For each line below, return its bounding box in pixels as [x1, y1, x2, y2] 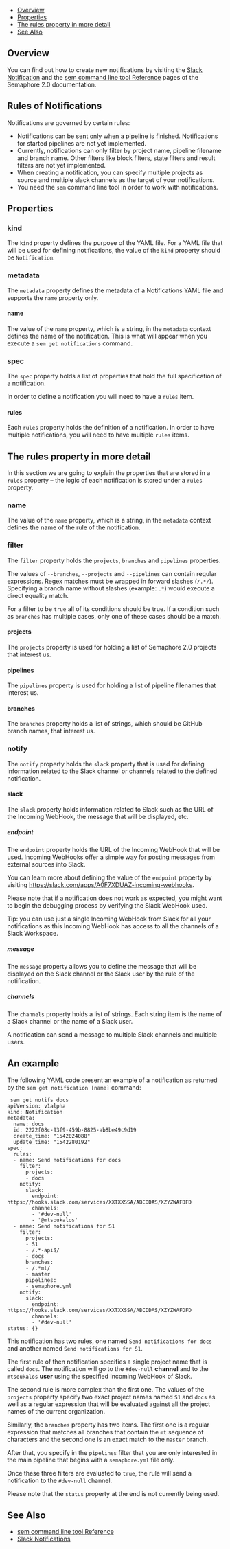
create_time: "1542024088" [13, 1132, 91, 1139]
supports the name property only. [7, 293, 99, 301]
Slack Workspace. [7, 929, 58, 937]
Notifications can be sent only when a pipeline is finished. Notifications [16, 132, 218, 140]
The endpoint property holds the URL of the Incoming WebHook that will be [7, 845, 220, 853]
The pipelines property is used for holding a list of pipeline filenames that [7, 681, 216, 689]
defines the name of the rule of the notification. [7, 523, 141, 531]
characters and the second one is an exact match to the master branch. [7, 1435, 208, 1443]
